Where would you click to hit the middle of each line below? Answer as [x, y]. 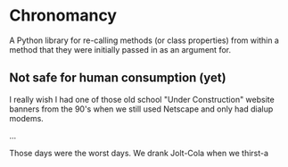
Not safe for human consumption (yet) [118, 78]
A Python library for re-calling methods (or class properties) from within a [144, 40]
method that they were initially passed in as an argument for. [120, 49]
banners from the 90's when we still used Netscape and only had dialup [141, 109]
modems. [27, 118]
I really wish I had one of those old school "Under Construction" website [142, 99]
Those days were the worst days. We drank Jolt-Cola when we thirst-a [139, 153]
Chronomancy [63, 16]
